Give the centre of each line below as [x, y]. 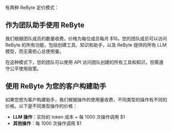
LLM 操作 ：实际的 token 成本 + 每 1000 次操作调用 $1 [69, 117]
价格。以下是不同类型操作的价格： [41, 106]
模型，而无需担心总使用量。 [35, 51]
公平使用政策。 [25, 69]
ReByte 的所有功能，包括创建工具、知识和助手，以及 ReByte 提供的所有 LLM [86, 45]
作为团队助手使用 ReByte [45, 25]
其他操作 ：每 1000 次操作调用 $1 [47, 123]
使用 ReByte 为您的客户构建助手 [56, 86]
